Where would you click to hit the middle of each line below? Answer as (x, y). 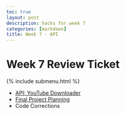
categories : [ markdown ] (37, 29)
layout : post (23, 18)
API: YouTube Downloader (48, 93)
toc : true (19, 12)
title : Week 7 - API (33, 35)
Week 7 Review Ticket (63, 65)
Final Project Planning (42, 99)
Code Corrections (37, 106)
